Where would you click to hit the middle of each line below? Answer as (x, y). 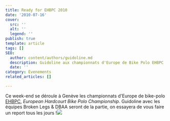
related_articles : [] (28, 77)
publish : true (20, 39)
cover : (12, 19)
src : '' (18, 24)
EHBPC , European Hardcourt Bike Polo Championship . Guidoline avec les (83, 101)
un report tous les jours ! (31, 113)
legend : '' (22, 34)
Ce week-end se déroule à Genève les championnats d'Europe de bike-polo (85, 96)
